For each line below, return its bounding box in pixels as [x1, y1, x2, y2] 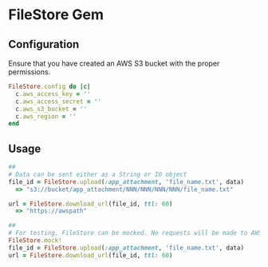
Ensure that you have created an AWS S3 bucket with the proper [8, 58, 220, 68]
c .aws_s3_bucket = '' [15, 105, 88, 113]
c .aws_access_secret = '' [15, 98, 102, 106]
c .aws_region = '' [15, 112, 77, 121]
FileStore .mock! [8, 237, 62, 245]
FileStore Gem [8, 6, 104, 24]
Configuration [8, 38, 80, 51]
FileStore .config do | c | [8, 82, 91, 90]
